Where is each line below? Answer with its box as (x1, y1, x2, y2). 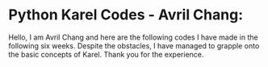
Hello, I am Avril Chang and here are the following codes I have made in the (8, 32, 258, 42)
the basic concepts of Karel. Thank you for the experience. (8, 49, 204, 59)
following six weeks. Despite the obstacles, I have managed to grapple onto (8, 40, 260, 50)
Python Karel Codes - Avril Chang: (8, 6, 244, 24)
